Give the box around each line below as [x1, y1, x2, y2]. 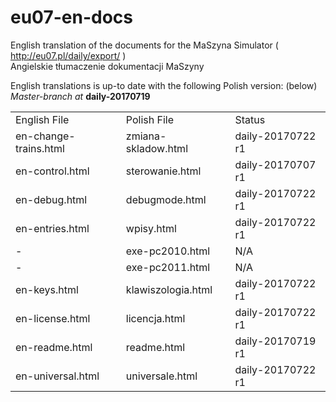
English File [15, 112, 70, 126]
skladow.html [125, 141, 189, 155]
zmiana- [125, 129, 167, 143]
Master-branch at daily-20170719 [10, 90, 151, 102]
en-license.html [15, 311, 91, 325]
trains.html [15, 141, 65, 155]
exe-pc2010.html [125, 244, 211, 258]
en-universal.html [15, 369, 100, 383]
